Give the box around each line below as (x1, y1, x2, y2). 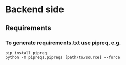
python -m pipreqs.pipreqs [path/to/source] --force (5, 55, 120, 60)
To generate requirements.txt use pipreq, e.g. (5, 39, 121, 46)
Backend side (5, 4, 64, 15)
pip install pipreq (5, 50, 47, 55)
